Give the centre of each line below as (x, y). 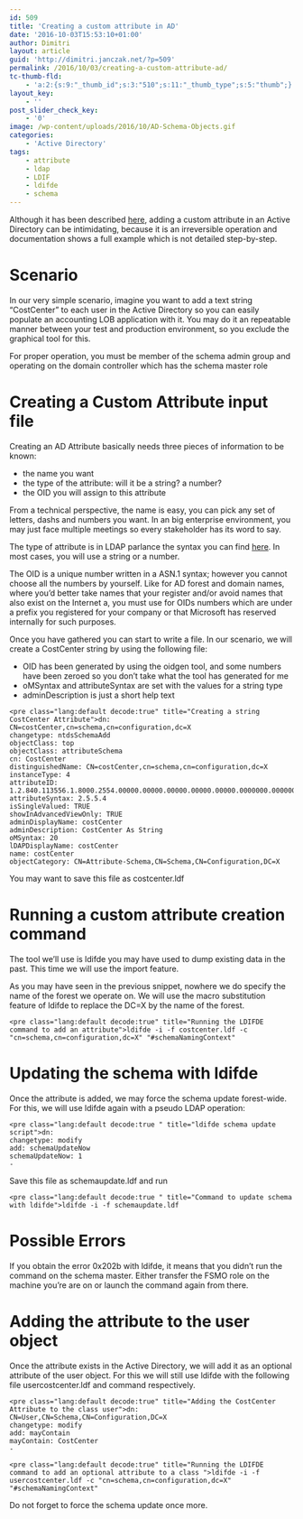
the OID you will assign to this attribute (94, 492)
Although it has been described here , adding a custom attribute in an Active (150, 219)
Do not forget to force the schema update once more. (109, 1505)
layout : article (40, 51)
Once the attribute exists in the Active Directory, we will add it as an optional (151, 1366)
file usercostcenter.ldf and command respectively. (102, 1385)
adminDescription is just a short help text (99, 695)
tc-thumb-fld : (36, 77)
